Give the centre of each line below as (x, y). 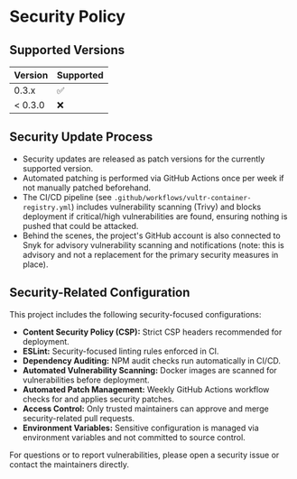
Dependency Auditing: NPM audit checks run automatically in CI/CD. (152, 360)
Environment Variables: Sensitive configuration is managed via (140, 428)
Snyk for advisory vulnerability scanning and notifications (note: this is (153, 244)
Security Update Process (81, 137)
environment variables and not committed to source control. (134, 437)
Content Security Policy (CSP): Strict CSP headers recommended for (152, 332)
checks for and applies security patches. (98, 399)
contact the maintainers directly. (69, 464)
